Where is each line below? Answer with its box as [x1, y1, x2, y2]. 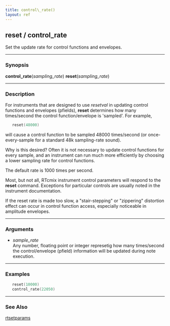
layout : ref [5, 12, 30, 17]
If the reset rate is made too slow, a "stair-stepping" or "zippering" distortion [5, 198, 164, 204]
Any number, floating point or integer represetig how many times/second [12, 243, 164, 249]
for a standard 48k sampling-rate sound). [35, 137, 121, 143]
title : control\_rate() [5, 7, 56, 13]
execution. [12, 253, 35, 259]
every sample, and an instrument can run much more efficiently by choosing [5, 152, 164, 158]
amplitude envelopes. [5, 208, 50, 214]
